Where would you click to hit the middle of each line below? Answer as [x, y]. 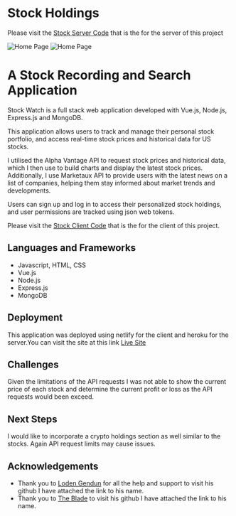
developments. [29, 190]
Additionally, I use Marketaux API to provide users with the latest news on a [118, 175]
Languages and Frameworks [72, 248]
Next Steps [32, 419]
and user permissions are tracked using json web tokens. [91, 212]
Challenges [33, 364]
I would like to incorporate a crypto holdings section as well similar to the [114, 436]
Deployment [35, 318]
